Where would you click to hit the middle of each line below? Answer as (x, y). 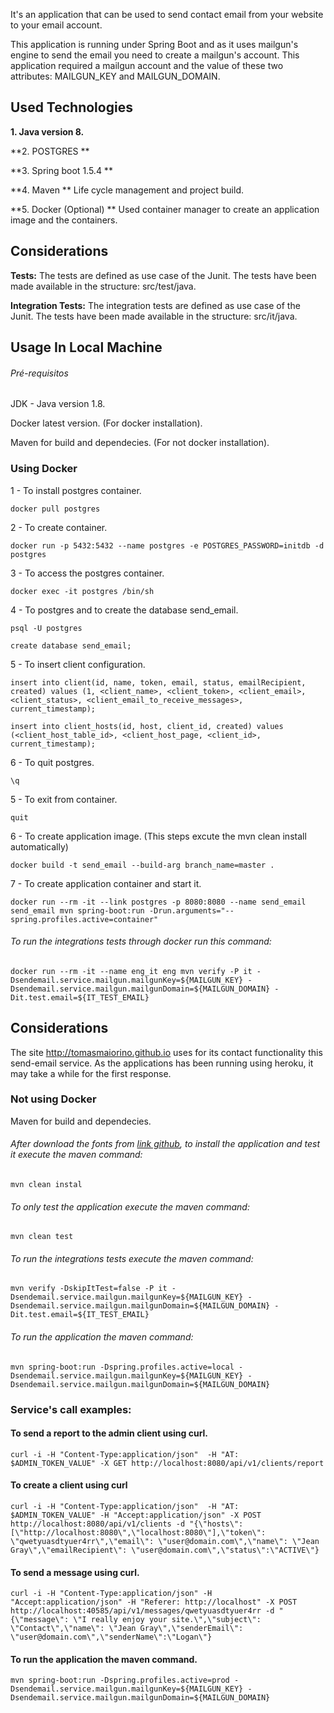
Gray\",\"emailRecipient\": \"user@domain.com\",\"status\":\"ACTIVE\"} (165, 1550)
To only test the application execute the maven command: (130, 1206)
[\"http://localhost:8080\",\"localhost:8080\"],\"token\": (138, 1532)
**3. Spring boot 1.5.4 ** (61, 170)
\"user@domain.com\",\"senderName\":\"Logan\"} (111, 1637)
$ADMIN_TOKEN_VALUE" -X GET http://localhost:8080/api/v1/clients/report (167, 1463)
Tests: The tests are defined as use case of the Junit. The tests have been (163, 275)
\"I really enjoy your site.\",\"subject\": (167, 1620)
